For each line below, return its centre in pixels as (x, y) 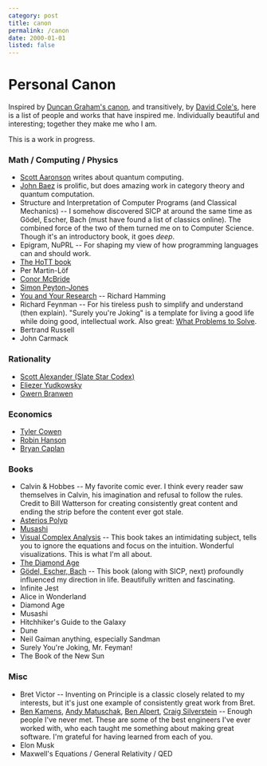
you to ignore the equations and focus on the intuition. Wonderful (127, 546)
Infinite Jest (39, 588)
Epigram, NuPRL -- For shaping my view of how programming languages (139, 245)
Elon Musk (37, 745)
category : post (33, 16)
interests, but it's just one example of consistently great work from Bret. (137, 702)
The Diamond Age (49, 563)
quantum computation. (57, 194)
